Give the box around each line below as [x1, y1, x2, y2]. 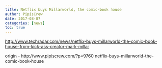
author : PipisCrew [5, 12, 43, 17]
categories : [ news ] [5, 20, 45, 26]
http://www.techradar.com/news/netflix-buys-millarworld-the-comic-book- [5, 38, 158, 44]
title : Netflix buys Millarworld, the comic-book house [5, 7, 122, 12]
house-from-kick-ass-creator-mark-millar [5, 44, 89, 50]
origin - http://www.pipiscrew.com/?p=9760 [5, 53, 94, 59]
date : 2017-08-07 [5, 16, 41, 21]
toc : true [5, 25, 26, 30]
